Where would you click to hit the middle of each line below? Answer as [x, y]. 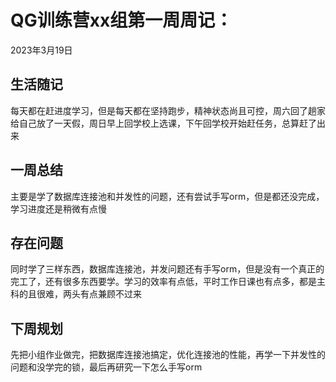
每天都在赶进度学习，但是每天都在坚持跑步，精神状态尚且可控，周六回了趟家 [168, 110]
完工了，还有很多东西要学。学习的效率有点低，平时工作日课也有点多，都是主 [168, 282]
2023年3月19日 [41, 50]
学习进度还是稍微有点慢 [58, 208]
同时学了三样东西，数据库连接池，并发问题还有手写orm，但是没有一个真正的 [167, 269]
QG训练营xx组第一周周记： [121, 20]
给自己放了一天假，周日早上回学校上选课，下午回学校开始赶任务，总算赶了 [163, 123]
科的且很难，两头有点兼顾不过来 [76, 294]
